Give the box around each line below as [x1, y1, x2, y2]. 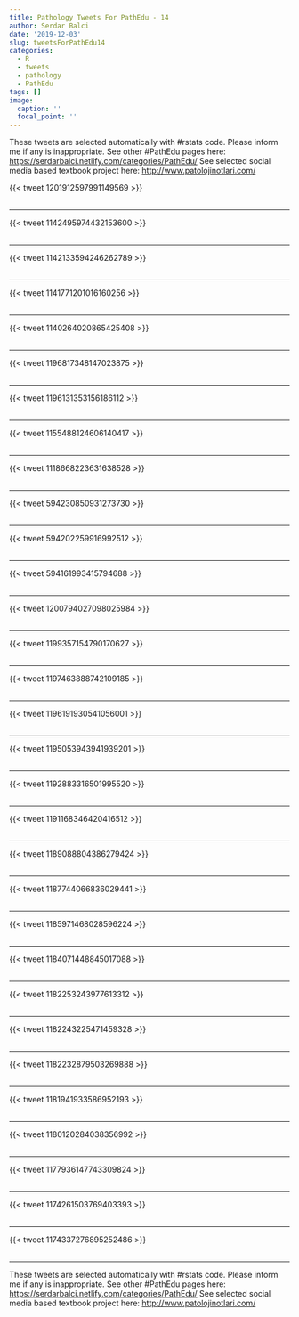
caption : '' [17, 104, 62, 113]
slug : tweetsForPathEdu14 [9, 37, 105, 47]
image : [9, 95, 34, 105]
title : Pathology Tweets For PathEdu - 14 [9, 12, 169, 22]
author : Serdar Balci [9, 21, 90, 30]
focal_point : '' [17, 112, 77, 121]
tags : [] [9, 87, 42, 96]
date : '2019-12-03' [9, 29, 82, 38]
